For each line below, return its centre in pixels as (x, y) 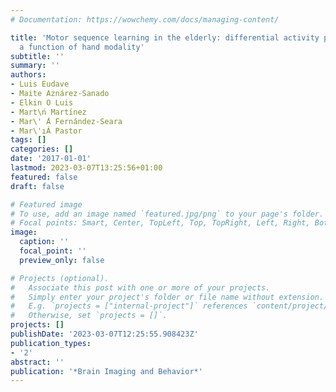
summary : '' (35, 66)
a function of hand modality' (82, 47)
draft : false (37, 186)
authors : (28, 75)
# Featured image (46, 204)
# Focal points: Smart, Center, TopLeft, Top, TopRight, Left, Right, (160, 223)
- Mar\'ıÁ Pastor (46, 131)
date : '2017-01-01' (51, 159)
